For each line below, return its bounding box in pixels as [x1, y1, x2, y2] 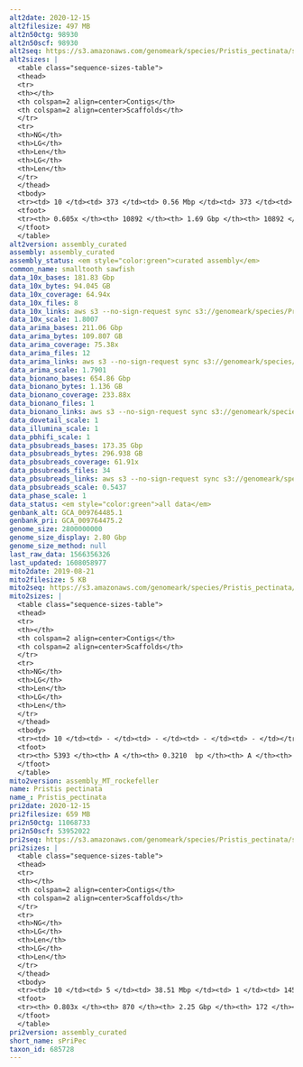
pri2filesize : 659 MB [9, 810, 91, 819]
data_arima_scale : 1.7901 [9, 365, 106, 374]
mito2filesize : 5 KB [9, 575, 87, 584]
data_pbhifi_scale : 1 [9, 432, 91, 442]
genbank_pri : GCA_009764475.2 [9, 516, 124, 526]
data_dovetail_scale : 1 [9, 416, 99, 425]
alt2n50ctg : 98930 [9, 30, 78, 39]
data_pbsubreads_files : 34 [9, 466, 111, 475]
